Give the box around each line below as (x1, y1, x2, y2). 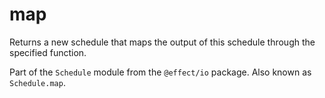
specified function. (9, 46, 87, 58)
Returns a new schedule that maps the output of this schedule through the (9, 36, 316, 48)
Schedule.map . (9, 76, 66, 88)
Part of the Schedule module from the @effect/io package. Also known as (9, 66, 312, 78)
